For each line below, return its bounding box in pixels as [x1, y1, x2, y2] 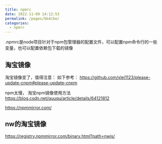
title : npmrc [5, 7, 32, 12]
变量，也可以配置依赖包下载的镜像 [5, 45, 73, 51]
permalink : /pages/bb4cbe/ [5, 16, 60, 21]
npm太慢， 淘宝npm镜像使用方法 [5, 90, 71, 96]
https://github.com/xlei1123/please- [79, 74, 151, 80]
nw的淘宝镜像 [5, 120, 47, 128]
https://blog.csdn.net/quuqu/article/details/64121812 [5, 95, 110, 101]
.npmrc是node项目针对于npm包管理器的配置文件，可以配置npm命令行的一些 [5, 39, 158, 45]
